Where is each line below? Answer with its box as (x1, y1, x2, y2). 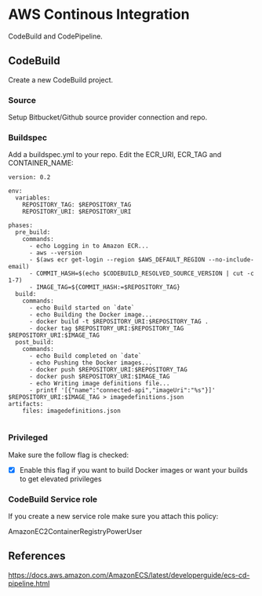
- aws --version (28, 249, 82, 257)
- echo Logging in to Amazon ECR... (28, 242, 149, 250)
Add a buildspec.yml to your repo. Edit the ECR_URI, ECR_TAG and (8, 150, 222, 159)
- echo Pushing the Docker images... (28, 359, 153, 367)
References (8, 550, 66, 563)
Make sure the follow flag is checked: (8, 450, 129, 459)
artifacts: (8, 400, 44, 408)
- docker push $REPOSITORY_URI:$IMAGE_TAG (28, 373, 170, 381)
